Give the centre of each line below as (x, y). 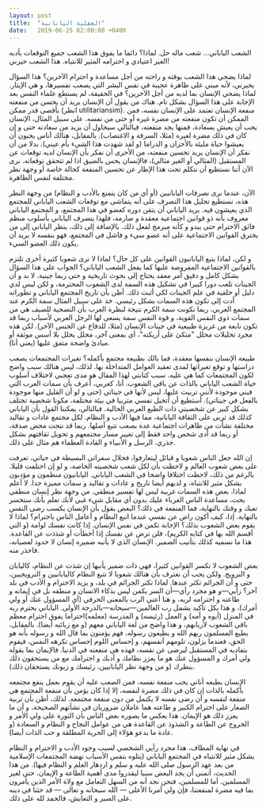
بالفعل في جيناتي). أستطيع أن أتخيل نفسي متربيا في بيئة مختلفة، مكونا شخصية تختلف (133, 400)
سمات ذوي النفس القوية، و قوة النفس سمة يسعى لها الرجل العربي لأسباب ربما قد (129, 318)
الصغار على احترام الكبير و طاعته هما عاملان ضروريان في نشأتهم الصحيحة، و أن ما (129, 707)
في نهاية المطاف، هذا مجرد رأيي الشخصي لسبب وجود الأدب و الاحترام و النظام (124, 748)
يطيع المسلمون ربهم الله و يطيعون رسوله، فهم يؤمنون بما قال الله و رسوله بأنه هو (129, 633)
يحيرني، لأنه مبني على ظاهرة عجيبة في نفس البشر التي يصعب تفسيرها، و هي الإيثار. (132, 85)
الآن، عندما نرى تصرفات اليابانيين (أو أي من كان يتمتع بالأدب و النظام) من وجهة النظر (132, 193)
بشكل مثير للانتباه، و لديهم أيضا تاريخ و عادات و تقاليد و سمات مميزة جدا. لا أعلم (125, 483)
